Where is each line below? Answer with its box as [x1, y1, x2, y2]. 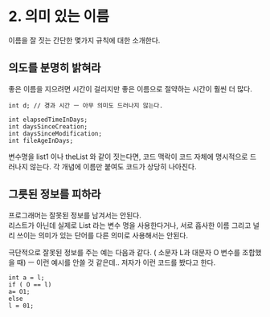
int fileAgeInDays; [8, 136, 74, 144]
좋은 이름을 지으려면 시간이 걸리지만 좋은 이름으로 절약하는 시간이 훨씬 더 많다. [8, 83, 253, 93]
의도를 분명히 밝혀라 [8, 61, 101, 75]
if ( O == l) [8, 280, 52, 289]
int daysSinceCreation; [8, 122, 88, 131]
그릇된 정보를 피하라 [8, 188, 101, 201]
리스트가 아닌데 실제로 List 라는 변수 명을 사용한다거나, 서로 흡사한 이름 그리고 [8, 220, 252, 230]
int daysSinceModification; [8, 129, 103, 137]
